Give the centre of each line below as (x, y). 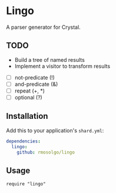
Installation (27, 116)
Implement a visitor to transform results (62, 66)
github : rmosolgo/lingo (46, 152)
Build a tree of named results (50, 59)
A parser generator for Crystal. (43, 27)
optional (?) (28, 97)
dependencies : (24, 141)
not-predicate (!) (34, 77)
